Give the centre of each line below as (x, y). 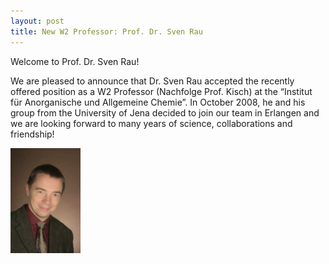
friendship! (32, 134)
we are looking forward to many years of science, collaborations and (151, 123)
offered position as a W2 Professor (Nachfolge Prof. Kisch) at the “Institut (161, 91)
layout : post (37, 21)
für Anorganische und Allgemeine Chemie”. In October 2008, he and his (158, 102)
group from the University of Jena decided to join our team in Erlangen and (165, 112)
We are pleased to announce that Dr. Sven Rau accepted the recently (152, 81)
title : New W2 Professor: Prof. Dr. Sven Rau (106, 31)
